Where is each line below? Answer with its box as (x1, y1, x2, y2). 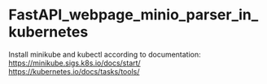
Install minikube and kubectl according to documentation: (8, 49, 201, 59)
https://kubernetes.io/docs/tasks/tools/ (8, 66, 140, 76)
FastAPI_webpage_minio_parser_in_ (8, 6, 259, 24)
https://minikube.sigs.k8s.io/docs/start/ (8, 58, 141, 68)
